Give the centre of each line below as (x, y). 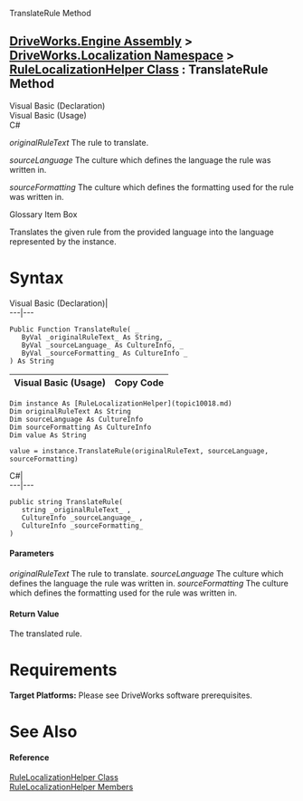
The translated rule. (46, 634)
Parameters (32, 553)
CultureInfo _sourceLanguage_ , (82, 518)
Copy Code (139, 382)
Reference (29, 757)
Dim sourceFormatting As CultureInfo (80, 427)
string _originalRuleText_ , (76, 510)
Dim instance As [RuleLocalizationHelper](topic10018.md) (121, 403)
